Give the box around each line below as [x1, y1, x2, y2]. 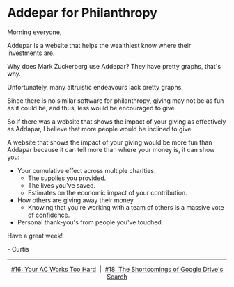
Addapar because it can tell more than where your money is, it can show [7, 145, 215, 154]
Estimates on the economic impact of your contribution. [27, 188, 188, 197]
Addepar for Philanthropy [7, 5, 158, 21]
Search [107, 272, 127, 281]
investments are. [7, 49, 55, 57]
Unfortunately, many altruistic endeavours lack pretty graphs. [7, 83, 183, 91]
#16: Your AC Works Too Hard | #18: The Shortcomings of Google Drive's [10, 265, 224, 273]
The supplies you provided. [27, 174, 107, 182]
